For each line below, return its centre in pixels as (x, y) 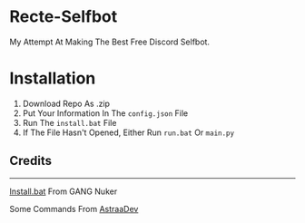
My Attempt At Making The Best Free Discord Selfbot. (110, 42)
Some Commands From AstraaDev (74, 208)
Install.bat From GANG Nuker (64, 191)
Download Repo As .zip (66, 103)
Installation (53, 78)
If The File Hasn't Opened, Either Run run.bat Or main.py (128, 132)
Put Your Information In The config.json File (105, 113)
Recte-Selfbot (64, 17)
